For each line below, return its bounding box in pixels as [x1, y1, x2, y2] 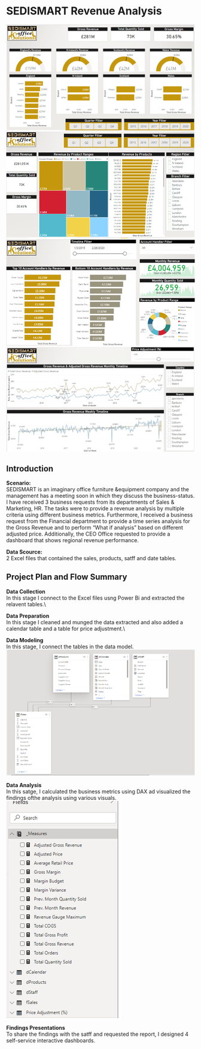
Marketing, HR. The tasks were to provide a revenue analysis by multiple [6, 505, 184, 512]
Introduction [6, 463, 54, 474]
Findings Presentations [6, 1024, 66, 1032]
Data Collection [6, 588, 46, 595]
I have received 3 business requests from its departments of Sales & [6, 498, 175, 506]
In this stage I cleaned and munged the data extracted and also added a [6, 618, 184, 625]
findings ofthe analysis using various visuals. [6, 794, 117, 802]
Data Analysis [6, 782, 42, 789]
